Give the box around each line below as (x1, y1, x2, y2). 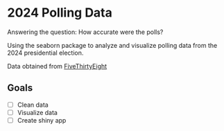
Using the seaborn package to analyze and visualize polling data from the (7, 41, 218, 49)
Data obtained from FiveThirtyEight (7, 62, 107, 70)
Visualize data (17, 108, 58, 116)
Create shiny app (17, 116, 67, 124)
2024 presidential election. (7, 49, 84, 57)
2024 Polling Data (7, 5, 113, 21)
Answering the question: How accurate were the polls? (7, 28, 164, 36)
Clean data (17, 101, 49, 109)
